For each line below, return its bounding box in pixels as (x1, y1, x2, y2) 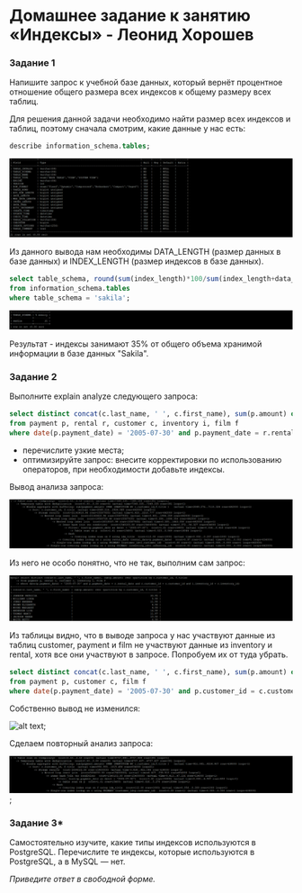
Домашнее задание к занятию (9, 5, 252, 26)
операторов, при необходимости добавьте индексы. (22, 464, 225, 474)
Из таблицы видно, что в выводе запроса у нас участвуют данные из (9, 629, 276, 640)
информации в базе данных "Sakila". (9, 347, 149, 358)
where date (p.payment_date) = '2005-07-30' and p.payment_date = (9, 428, 259, 437)
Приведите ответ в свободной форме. (9, 874, 155, 885)
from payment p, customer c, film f (9, 677, 147, 686)
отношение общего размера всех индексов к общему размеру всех (9, 86, 271, 97)
